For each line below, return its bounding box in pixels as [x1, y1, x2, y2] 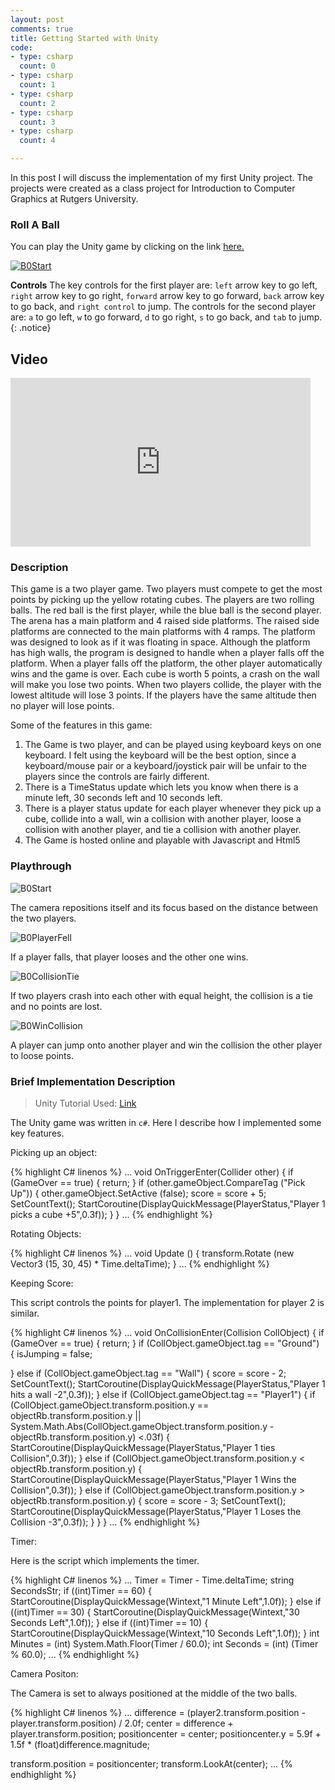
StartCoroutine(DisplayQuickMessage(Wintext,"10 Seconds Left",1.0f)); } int [10, 1627, 320, 1639]
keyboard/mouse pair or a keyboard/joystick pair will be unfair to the [24, 760, 307, 772]
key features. [10, 1127, 65, 1139]
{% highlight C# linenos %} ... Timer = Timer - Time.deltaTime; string [10, 1574, 295, 1586]
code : [10, 42, 33, 53]
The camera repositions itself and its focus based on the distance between [10, 901, 319, 913]
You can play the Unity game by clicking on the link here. [10, 241, 245, 253]
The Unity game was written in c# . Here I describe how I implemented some [10, 1117, 322, 1128]
